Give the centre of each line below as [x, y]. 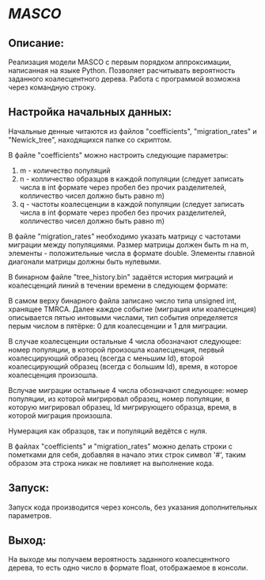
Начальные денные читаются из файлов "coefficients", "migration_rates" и [132, 131]
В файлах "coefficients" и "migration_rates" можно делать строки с [121, 446]
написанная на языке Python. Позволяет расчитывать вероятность [122, 71]
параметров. [30, 515]
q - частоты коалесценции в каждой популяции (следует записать [132, 204]
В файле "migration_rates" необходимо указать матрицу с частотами [125, 236]
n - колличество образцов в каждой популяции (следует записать [131, 178]
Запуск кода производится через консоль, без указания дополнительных [133, 507]
